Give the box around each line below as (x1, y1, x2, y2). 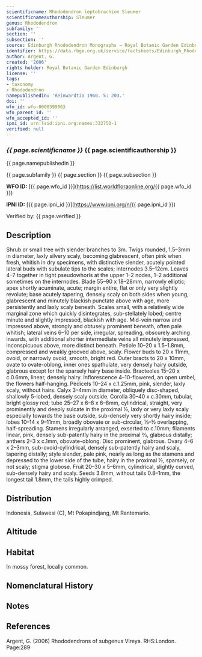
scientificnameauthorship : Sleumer (6, 14, 96, 20)
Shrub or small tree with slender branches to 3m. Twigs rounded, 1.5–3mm (6, 246, 191, 253)
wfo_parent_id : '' (6, 109, 52, 115)
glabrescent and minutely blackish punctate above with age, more (6, 297, 170, 304)
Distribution (6, 494, 52, 504)
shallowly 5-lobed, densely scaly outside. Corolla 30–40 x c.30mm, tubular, (6, 393, 193, 400)
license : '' (6, 70, 36, 76)
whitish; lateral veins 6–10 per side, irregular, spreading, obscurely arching (6, 329, 191, 337)
